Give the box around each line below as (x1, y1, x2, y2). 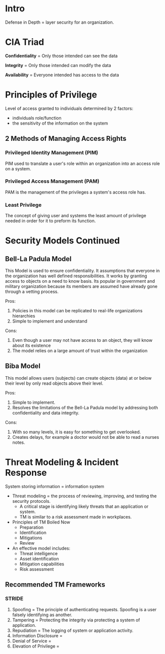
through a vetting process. (5, 289, 59, 294)
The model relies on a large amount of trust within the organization (12, 348, 148, 354)
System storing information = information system (5, 483, 104, 489)
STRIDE (5, 595, 24, 602)
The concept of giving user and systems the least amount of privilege (5, 213, 146, 219)
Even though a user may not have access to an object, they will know (12, 337, 153, 343)
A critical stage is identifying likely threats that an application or (19, 503, 149, 509)
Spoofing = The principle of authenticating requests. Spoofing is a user (12, 606, 157, 612)
